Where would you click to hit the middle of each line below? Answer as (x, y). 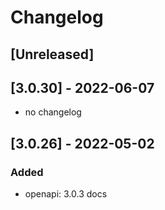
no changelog (53, 112)
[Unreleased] (52, 54)
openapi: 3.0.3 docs (66, 194)
